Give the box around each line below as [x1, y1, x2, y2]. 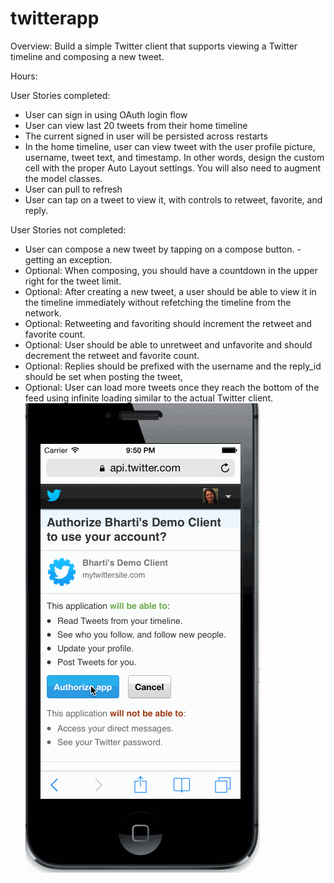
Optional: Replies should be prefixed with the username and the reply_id [24, 360, 322, 372]
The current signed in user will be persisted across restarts [24, 130, 268, 142]
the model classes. [24, 172, 103, 184]
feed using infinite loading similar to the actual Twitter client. [24, 392, 274, 404]
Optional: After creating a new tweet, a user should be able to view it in [24, 285, 317, 297]
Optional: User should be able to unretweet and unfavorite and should [24, 338, 313, 351]
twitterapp [10, 7, 100, 30]
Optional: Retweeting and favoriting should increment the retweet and [24, 317, 312, 329]
